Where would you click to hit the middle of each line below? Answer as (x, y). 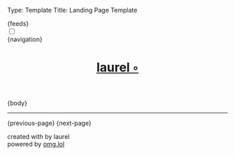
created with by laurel (38, 137)
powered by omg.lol (36, 144)
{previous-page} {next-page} (50, 123)
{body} (17, 103)
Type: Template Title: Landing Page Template (72, 10)
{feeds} (18, 23)
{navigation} (25, 39)
